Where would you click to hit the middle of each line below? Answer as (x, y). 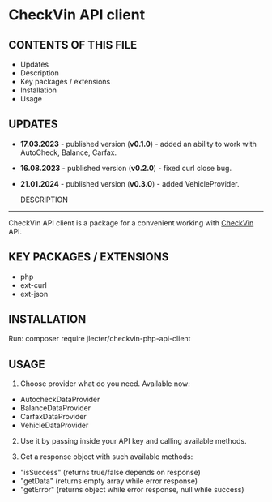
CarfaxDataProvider (53, 417)
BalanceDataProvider (55, 408)
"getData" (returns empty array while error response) (109, 481)
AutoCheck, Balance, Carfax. (68, 152)
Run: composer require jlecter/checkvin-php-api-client (100, 339)
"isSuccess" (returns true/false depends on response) (110, 473)
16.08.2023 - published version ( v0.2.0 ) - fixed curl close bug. (126, 168)
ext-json (34, 294)
